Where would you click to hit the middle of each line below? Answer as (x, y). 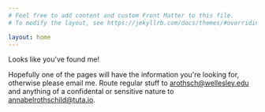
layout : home (30, 37)
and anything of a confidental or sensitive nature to (91, 91)
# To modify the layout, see (56, 23)
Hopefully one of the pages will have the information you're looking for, (123, 75)
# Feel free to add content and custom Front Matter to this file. (121, 15)
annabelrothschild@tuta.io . (52, 100)
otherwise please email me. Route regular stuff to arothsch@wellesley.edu (129, 83)
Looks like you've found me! (54, 59)
